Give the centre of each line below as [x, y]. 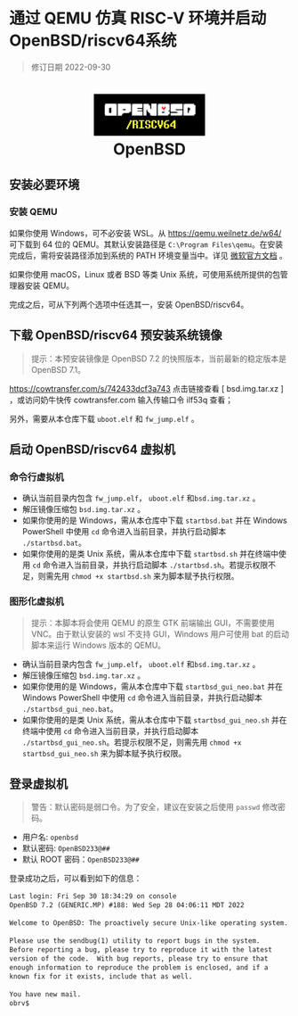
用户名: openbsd [50, 837]
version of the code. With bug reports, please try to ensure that [139, 959]
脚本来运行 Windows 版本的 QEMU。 [98, 645]
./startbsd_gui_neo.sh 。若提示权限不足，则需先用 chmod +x [132, 742]
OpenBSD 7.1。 [58, 369]
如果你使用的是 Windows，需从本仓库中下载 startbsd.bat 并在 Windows [154, 520]
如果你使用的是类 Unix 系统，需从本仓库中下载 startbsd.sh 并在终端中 [150, 554]
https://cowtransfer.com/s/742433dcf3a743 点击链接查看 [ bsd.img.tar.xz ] [146, 388]
